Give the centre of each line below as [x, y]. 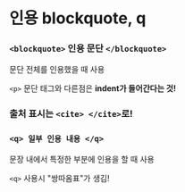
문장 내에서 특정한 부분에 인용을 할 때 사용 [82, 159]
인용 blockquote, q [78, 18]
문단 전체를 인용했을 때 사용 [57, 70]
